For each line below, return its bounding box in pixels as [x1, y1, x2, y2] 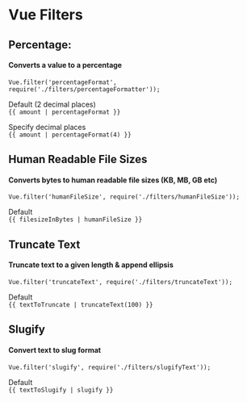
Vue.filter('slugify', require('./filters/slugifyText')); [8, 363, 211, 371]
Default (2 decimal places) [8, 99, 97, 109]
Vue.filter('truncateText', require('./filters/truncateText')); [8, 278, 232, 286]
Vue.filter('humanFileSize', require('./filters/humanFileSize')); [8, 193, 241, 201]
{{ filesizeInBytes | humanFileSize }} [8, 216, 143, 224]
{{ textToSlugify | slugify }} [8, 386, 114, 394]
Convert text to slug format [8, 345, 102, 354]
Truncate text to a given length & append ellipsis [8, 260, 174, 270]
